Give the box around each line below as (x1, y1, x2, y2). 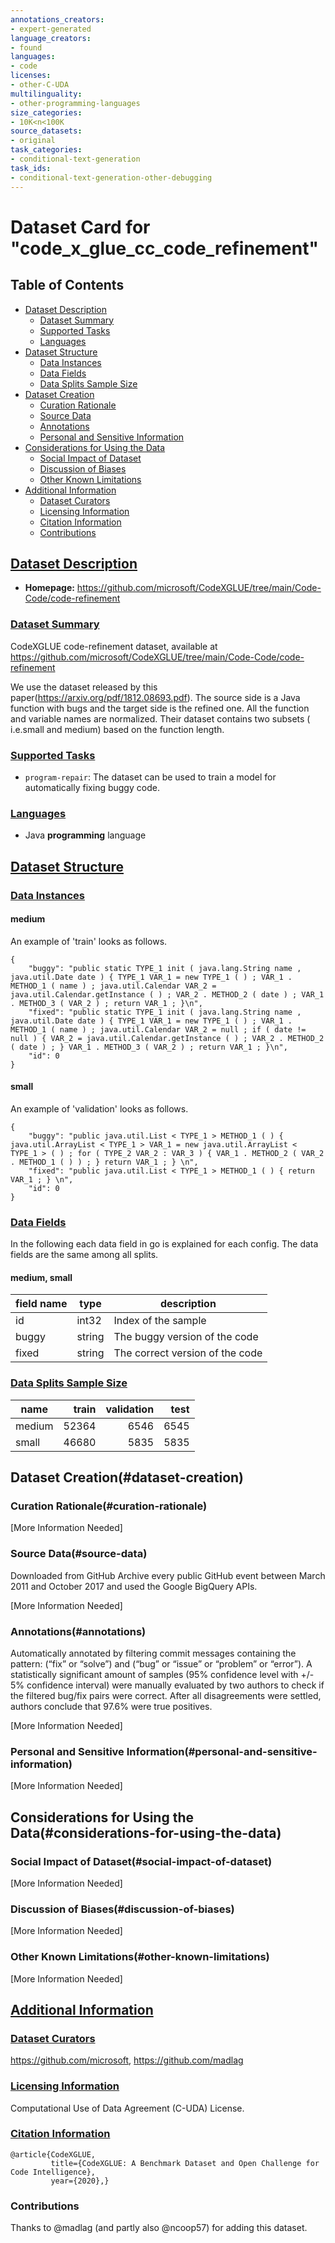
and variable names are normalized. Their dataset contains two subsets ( (10, 712, 311, 725)
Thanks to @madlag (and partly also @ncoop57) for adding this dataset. (10, 2222, 308, 2234)
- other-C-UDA (10, 80, 70, 90)
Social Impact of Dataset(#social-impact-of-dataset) (10, 1854, 273, 1868)
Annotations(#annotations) (10, 1624, 147, 1638)
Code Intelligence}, (10, 2167, 97, 2177)
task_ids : (10, 163, 52, 173)
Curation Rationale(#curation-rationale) (10, 1499, 208, 1513)
